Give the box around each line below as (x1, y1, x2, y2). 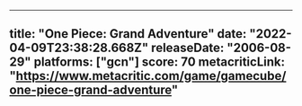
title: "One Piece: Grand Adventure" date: (9, 26, 247, 41)
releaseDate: (151, 40, 225, 56)
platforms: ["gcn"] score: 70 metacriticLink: (33, 55, 286, 70)
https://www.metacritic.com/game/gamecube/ (15, 68, 287, 84)
